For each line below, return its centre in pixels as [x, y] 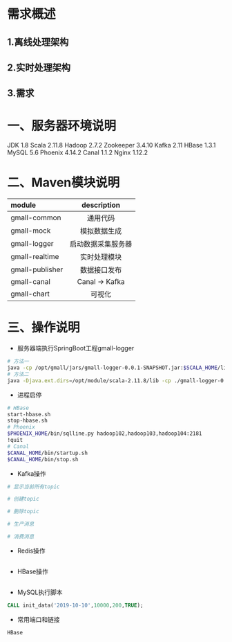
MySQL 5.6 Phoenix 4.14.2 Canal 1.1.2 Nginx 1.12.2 [78, 152]
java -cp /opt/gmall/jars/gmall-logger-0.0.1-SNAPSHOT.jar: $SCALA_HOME [112, 368]
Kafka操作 [31, 473]
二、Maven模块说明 [64, 182]
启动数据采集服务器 [101, 244]
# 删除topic [23, 512]
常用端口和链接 [38, 619]
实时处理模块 [101, 257]
